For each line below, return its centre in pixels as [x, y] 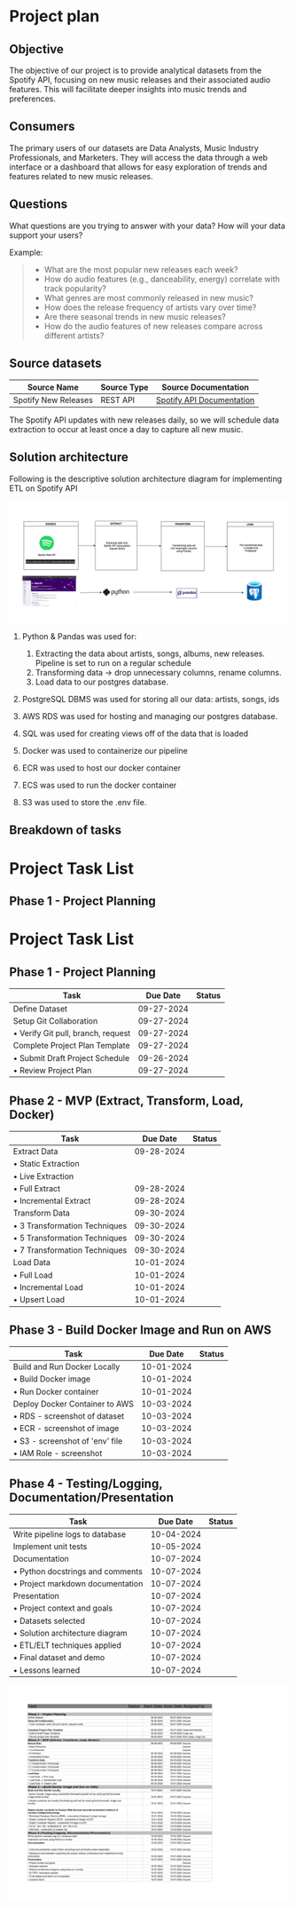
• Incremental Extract [52, 1201]
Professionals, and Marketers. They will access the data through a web [139, 157]
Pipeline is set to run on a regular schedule [113, 663]
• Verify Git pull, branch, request [72, 1033]
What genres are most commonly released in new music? [149, 297]
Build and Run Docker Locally [66, 1367]
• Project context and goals [63, 1608]
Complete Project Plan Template [71, 1046]
